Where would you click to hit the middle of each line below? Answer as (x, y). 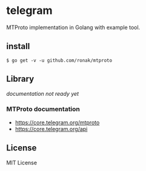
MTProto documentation (43, 109)
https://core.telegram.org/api (51, 129)
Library (20, 79)
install (18, 46)
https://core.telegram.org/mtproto (57, 122)
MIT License (22, 163)
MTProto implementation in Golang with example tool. (73, 27)
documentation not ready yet (43, 93)
